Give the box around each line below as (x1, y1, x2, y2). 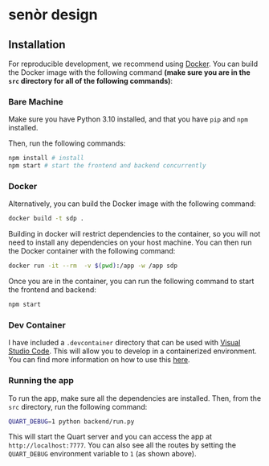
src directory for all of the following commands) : (8, 76, 173, 85)
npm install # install (8, 155, 84, 163)
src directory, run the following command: (8, 402, 148, 411)
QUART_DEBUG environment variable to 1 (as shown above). (8, 449, 197, 459)
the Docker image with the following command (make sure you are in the (8, 68, 251, 77)
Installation (8, 38, 66, 52)
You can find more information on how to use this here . (8, 355, 190, 365)
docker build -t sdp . (8, 215, 84, 223)
